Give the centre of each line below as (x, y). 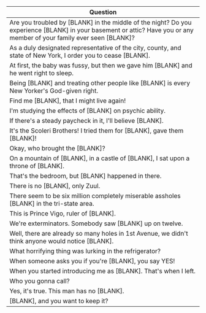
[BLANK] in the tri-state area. (52, 203)
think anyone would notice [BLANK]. (62, 241)
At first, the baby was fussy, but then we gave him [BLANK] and (101, 65)
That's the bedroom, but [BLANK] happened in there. (86, 176)
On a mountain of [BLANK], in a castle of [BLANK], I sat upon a (100, 158)
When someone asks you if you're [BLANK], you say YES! (92, 261)
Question (103, 12)
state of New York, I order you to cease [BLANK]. (80, 56)
